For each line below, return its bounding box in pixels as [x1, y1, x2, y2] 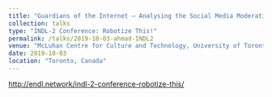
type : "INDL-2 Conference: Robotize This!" [8, 27, 158, 35]
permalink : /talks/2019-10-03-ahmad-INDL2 [8, 34, 154, 43]
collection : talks [8, 19, 70, 27]
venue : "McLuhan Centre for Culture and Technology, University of [8, 42, 241, 50]
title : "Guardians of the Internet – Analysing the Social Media [8, 11, 233, 20]
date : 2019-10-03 [8, 49, 67, 57]
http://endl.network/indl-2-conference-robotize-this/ [8, 78, 185, 89]
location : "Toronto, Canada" [8, 57, 107, 65]
